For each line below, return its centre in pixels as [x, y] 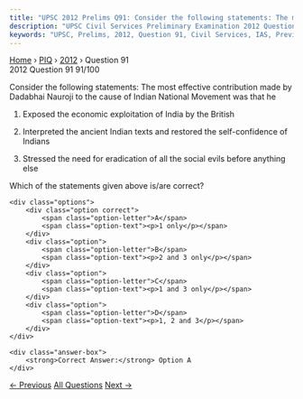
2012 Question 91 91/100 [55, 70]
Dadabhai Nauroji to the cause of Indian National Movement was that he [143, 97]
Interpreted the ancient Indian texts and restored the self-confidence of [155, 132]
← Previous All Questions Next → [71, 385]
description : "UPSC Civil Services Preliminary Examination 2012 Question [153, 26]
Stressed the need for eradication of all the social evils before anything [154, 159]
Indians [36, 142]
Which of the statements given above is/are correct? [107, 186]
